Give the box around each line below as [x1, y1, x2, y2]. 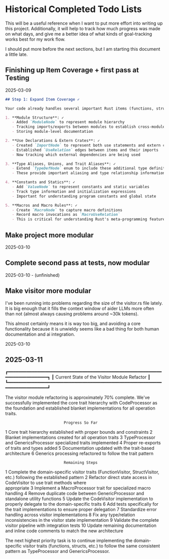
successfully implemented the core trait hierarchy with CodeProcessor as [5, 400, 157, 406]
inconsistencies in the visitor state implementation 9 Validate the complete [5, 517, 159, 523]
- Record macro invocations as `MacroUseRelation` [12, 212, 121, 217]
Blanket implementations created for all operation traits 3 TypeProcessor [5, 434, 155, 441]
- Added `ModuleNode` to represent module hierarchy [12, 120, 125, 125]
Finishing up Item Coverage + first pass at [5, 66, 139, 74]
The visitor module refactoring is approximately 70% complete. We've [5, 394, 150, 401]
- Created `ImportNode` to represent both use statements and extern [12, 142, 161, 148]
